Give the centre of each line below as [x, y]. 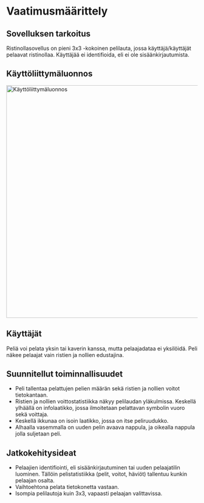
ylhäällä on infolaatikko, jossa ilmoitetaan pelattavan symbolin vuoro [100, 408]
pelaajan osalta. [35, 480]
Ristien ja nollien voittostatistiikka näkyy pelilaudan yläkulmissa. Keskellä [105, 401]
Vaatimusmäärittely [57, 11]
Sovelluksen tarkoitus [49, 34]
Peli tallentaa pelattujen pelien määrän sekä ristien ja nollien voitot [97, 389]
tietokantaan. [32, 395]
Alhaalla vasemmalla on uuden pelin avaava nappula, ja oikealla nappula [105, 428]
